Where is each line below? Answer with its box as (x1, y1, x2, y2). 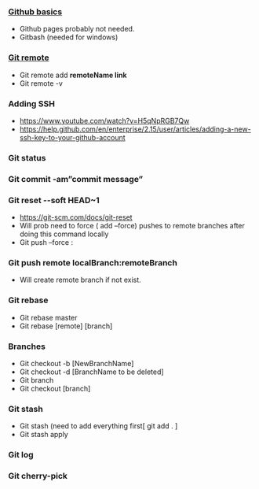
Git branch (19, 375, 54, 384)
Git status (8, 152, 46, 163)
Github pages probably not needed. (19, 24, 135, 34)
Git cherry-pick (8, 471, 68, 482)
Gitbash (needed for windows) (19, 32, 119, 42)
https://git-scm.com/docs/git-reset (19, 213, 133, 222)
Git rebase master (19, 313, 78, 322)
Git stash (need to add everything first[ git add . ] (19, 421, 178, 431)
